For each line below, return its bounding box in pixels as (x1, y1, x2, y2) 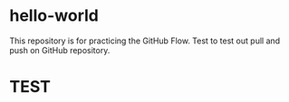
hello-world (9, 5, 100, 26)
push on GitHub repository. (9, 44, 111, 55)
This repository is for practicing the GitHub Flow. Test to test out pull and (9, 35, 281, 46)
